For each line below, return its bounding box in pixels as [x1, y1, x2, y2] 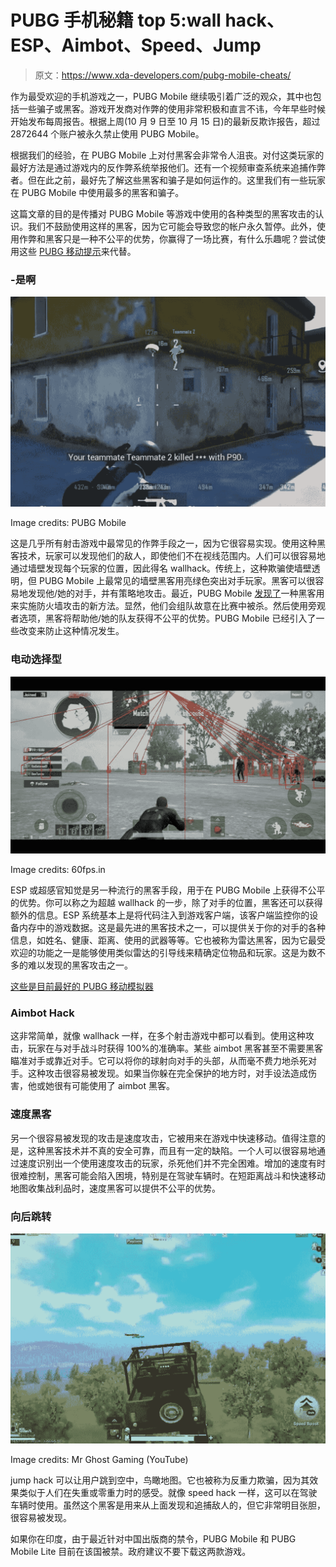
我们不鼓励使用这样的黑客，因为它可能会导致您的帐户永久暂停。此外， [27, 220, 317, 232]
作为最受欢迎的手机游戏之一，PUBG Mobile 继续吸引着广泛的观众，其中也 [10, 90, 313, 102]
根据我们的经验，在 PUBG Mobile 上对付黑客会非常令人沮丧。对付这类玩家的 [10, 149, 325, 161]
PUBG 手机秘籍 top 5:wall [10, 9, 222, 32]
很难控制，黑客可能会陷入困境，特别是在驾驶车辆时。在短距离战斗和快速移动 [10, 1169, 326, 1181]
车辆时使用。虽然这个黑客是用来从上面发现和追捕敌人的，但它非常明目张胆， [10, 1499, 326, 1511]
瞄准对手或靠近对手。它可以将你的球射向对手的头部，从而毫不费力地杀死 [10, 1055, 308, 1067]
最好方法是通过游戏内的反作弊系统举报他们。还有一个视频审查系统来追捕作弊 [10, 161, 326, 173]
